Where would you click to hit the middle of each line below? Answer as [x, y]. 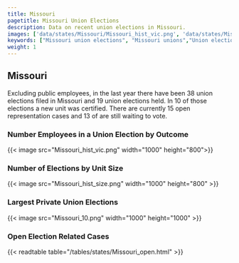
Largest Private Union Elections [63, 202]
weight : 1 [22, 47]
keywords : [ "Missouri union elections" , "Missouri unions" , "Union [108, 41]
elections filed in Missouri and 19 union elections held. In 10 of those [107, 100]
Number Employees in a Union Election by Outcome [98, 134]
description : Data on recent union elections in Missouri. [97, 27]
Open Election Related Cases [58, 236]
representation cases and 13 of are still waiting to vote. [87, 115]
